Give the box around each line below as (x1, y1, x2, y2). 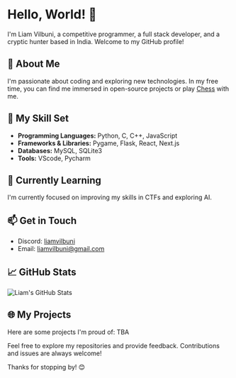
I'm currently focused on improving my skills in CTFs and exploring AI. (7, 193, 213, 201)
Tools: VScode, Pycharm (17, 154, 91, 162)
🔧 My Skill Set (7, 113, 69, 125)
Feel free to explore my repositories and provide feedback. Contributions (7, 341, 220, 350)
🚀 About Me (7, 58, 60, 70)
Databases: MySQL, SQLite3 (17, 146, 103, 155)
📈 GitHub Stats (7, 266, 77, 278)
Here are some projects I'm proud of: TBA (7, 328, 130, 336)
